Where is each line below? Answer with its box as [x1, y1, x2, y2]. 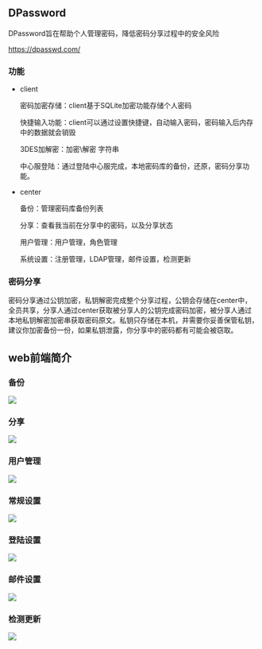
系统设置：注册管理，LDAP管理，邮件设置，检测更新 [19, 255, 191, 264]
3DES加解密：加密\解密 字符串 [19, 145, 119, 154]
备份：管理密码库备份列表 [19, 204, 104, 213]
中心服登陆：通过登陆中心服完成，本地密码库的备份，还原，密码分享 [19, 161, 243, 171]
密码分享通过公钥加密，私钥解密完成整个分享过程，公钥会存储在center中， [8, 296, 252, 305]
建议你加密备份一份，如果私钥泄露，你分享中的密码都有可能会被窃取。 [8, 325, 238, 335]
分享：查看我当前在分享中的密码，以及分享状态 [19, 220, 173, 230]
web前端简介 [8, 351, 72, 364]
